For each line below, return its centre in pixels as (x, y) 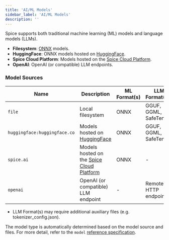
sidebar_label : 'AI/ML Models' (38, 15)
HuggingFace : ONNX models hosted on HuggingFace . (69, 54)
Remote (155, 183)
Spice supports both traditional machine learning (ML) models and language (84, 34)
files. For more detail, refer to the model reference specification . (71, 232)
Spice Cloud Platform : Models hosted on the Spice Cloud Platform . (82, 59)
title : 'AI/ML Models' (29, 10)
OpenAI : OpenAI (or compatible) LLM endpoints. (63, 65)
